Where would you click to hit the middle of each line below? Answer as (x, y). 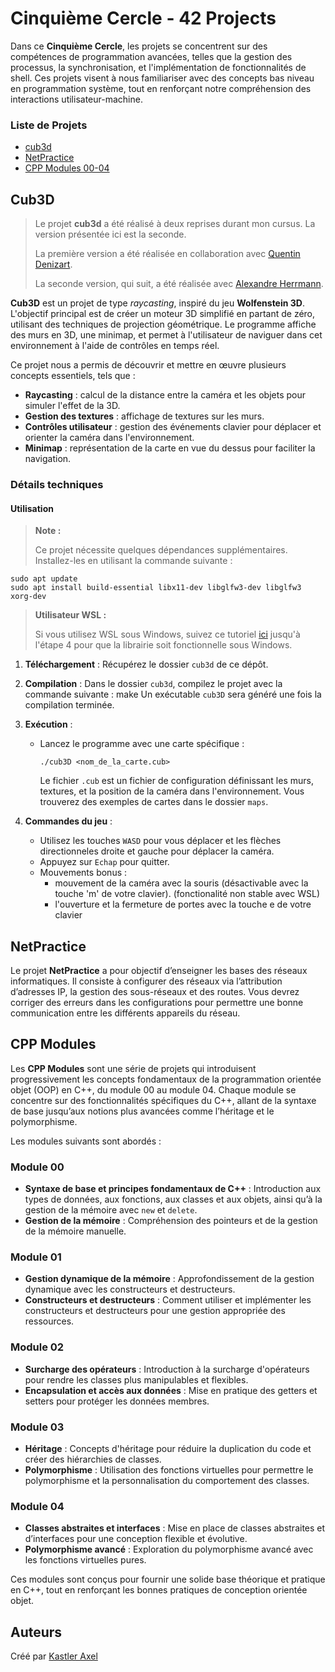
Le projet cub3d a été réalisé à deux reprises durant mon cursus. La (175, 224)
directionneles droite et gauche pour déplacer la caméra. (157, 851)
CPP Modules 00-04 (67, 168)
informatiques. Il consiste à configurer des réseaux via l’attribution (146, 981)
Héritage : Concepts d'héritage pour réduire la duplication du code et (168, 1448)
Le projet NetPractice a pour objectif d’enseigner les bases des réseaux (159, 970)
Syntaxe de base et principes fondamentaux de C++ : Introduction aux (173, 1189)
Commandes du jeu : (68, 821)
